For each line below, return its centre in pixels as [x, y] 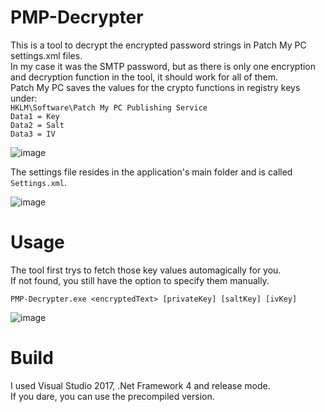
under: [24, 98]
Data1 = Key [35, 116]
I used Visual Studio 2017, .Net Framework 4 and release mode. [140, 385]
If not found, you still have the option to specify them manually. [140, 280]
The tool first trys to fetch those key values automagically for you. [146, 270]
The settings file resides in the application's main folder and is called [151, 172]
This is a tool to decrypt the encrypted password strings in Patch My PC [158, 45]
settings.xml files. [46, 55]
